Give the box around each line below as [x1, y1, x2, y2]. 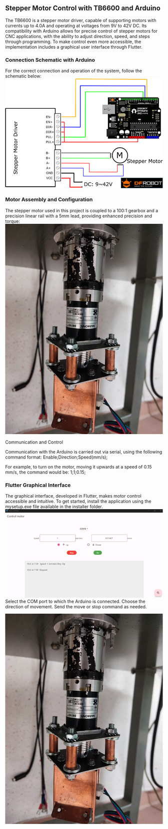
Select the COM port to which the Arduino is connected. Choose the [5, 598, 146, 604]
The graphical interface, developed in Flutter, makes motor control [5, 493, 141, 499]
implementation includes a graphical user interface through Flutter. [5, 44, 142, 50]
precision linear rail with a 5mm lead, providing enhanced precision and [5, 213, 152, 219]
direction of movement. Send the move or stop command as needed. [5, 603, 147, 610]
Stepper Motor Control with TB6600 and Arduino [5, 4, 161, 13]
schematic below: [5, 73, 41, 79]
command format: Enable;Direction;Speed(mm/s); [5, 454, 108, 460]
